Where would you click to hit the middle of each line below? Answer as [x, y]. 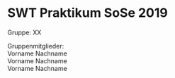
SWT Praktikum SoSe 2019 [87, 13]
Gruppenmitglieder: [36, 46]
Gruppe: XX [24, 32]
